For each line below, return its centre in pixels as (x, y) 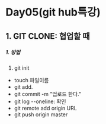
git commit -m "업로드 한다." (48, 94)
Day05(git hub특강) (53, 12)
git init (22, 68)
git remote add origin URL (46, 108)
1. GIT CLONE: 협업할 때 (48, 36)
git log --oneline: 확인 (40, 101)
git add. (23, 86)
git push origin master (41, 114)
